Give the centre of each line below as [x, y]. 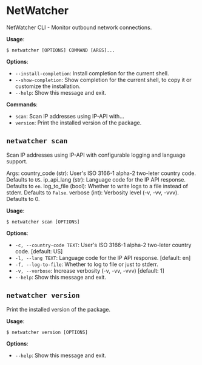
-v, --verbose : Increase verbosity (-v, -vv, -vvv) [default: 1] [90, 270]
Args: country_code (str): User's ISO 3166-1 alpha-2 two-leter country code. [101, 173]
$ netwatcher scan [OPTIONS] [43, 222]
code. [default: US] [39, 251]
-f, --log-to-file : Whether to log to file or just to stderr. [87, 264]
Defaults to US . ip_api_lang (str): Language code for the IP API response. [96, 179]
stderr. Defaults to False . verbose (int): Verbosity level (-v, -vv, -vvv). [93, 193]
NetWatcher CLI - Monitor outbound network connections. [79, 27]
